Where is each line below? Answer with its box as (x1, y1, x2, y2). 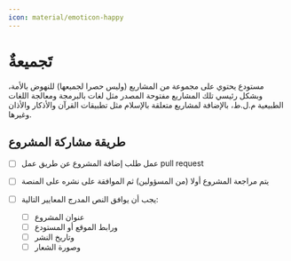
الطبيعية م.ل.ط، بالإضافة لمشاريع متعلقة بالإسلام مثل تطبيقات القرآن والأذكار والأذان (8, 99, 285, 110)
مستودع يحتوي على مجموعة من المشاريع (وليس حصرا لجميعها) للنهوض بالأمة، (8, 81, 264, 91)
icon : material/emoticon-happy (8, 12, 124, 22)
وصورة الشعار (34, 241, 81, 252)
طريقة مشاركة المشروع (8, 134, 126, 149)
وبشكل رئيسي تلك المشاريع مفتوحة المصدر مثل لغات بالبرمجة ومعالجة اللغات (8, 90, 263, 100)
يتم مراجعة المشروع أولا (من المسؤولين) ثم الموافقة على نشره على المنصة (20, 176, 270, 186)
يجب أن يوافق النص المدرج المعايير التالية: (20, 194, 159, 204)
